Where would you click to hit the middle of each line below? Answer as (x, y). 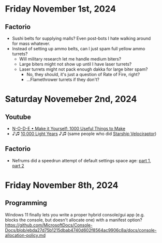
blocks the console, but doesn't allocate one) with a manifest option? (74, 220)
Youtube (18, 117)
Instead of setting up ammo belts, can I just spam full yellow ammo (79, 49)
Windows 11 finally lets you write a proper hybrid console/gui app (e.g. (75, 214)
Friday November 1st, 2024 (60, 9)
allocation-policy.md (25, 235)
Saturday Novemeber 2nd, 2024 (71, 99)
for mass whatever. (31, 44)
